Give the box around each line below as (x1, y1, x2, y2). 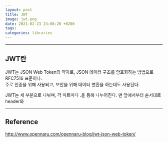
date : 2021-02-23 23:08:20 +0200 (5, 21, 75, 26)
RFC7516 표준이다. (5, 75, 42, 81)
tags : (5, 26, 16, 31)
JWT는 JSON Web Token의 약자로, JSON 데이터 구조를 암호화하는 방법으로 (5, 69, 154, 75)
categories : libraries (5, 30, 52, 35)
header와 (5, 98, 24, 104)
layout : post (5, 7, 32, 12)
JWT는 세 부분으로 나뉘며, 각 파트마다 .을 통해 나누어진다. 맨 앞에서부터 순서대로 (5, 92, 161, 98)
